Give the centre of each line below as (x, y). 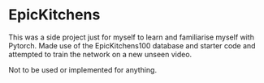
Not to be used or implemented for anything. (82, 69)
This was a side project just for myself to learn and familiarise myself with (131, 37)
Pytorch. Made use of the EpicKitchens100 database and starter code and (132, 45)
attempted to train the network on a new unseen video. (100, 54)
